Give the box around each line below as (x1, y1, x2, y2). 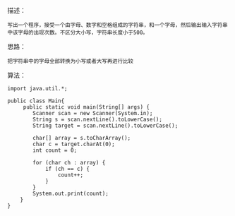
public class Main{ (7, 97, 65, 104)
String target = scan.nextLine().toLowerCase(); (32, 122, 179, 129)
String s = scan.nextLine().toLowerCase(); (32, 116, 162, 123)
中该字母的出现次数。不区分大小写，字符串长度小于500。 (7, 29, 148, 36)
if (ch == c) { (44, 165, 90, 172)
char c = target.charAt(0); (32, 140, 115, 148)
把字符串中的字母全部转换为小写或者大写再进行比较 (7, 58, 134, 65)
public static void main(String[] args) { (23, 104, 150, 111)
